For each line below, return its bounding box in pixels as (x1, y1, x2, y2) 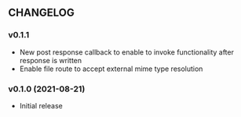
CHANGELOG (8, 6, 75, 19)
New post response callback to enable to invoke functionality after (19, 47, 234, 57)
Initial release (19, 101, 63, 110)
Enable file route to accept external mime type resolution (19, 64, 203, 73)
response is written (19, 55, 82, 65)
